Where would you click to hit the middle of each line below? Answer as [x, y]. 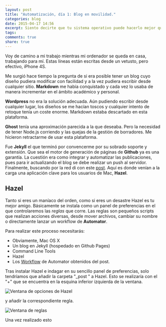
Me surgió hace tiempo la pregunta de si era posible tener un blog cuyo [78, 76]
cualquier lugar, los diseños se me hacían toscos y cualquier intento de [77, 106]
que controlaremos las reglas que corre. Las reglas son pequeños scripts [80, 211]
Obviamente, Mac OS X [36, 241]
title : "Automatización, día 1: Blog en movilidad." [61, 14]
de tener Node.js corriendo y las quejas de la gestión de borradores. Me [79, 132]
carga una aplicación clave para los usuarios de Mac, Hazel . [66, 173]
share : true [17, 42]
